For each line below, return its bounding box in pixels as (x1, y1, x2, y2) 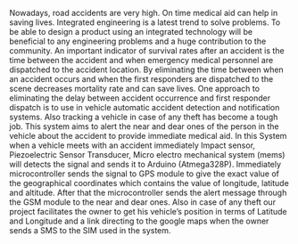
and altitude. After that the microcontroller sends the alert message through (9, 187, 287, 198)
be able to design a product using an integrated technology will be (9, 27, 252, 37)
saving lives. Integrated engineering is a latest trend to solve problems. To (9, 17, 281, 28)
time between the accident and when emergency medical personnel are (9, 55, 274, 65)
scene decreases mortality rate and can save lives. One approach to (9, 84, 261, 94)
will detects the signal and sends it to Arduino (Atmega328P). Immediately (9, 159, 282, 169)
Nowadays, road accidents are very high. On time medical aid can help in (9, 8, 278, 18)
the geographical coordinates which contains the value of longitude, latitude (9, 178, 290, 188)
